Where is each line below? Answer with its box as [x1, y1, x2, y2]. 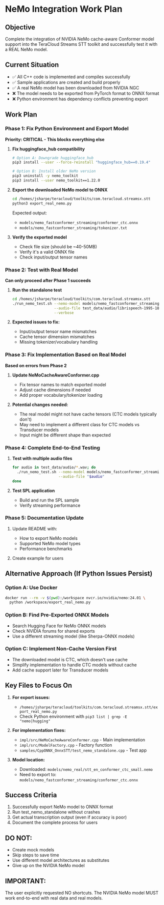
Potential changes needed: [12, 402, 69, 408]
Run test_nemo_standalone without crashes [12, 809, 100, 815]
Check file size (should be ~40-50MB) [19, 243, 97, 249]
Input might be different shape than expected [19, 432, 111, 438]
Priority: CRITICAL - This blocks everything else [5, 136, 105, 142]
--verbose [53, 310, 74, 315]
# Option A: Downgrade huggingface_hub [12, 155, 94, 160]
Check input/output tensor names [19, 254, 88, 260]
